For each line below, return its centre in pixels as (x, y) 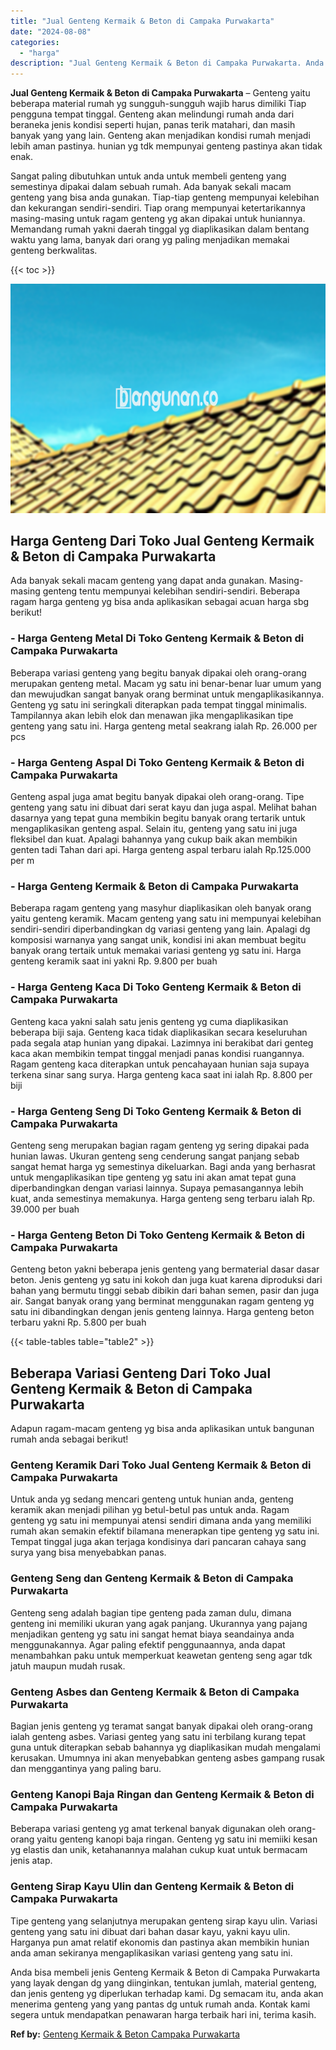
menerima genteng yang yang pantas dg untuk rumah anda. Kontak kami (160, 2004)
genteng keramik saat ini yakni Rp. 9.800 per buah (114, 961)
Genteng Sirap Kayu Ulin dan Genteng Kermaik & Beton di (152, 1887)
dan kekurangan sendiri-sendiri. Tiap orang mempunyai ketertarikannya (158, 208)
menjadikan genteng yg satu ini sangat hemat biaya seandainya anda (152, 1634)
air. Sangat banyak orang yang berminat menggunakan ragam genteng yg (162, 1301)
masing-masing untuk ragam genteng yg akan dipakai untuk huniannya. (158, 219)
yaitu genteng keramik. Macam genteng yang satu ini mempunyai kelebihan (166, 919)
